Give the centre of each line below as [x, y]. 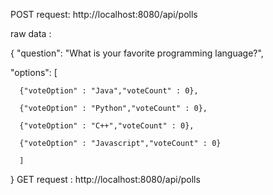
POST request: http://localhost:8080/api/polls [104, 14]
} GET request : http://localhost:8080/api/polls [105, 179]
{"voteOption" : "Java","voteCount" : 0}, [109, 91]
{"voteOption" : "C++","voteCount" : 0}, [107, 126]
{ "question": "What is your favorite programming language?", [137, 53]
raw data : [31, 33]
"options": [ [34, 72]
